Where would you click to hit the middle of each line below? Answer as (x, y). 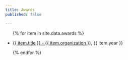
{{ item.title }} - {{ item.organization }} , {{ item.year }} (68, 42)
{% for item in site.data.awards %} (48, 33)
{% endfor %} (27, 52)
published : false (23, 14)
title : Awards (20, 10)
